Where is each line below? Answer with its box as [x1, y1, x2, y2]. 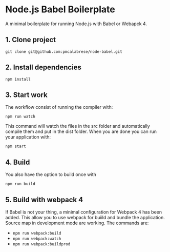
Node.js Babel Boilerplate [5, 4, 115, 15]
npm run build [5, 181, 36, 187]
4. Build [5, 158, 30, 166]
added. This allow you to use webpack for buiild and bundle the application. [5, 215, 165, 220]
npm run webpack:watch [12, 236, 61, 241]
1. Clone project [5, 35, 56, 44]
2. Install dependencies [5, 63, 82, 72]
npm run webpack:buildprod [12, 242, 71, 247]
